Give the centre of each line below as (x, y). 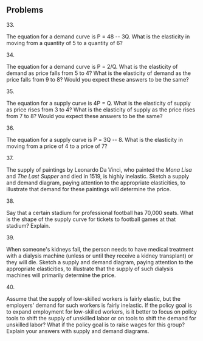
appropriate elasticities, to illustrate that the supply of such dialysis (90, 269)
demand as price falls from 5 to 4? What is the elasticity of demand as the (99, 73)
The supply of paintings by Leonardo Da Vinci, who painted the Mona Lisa (99, 169)
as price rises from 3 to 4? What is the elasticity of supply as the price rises (101, 110)
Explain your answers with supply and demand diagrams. (78, 331)
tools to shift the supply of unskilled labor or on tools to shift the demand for (101, 318)
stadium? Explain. (28, 225)
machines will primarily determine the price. (61, 275)
